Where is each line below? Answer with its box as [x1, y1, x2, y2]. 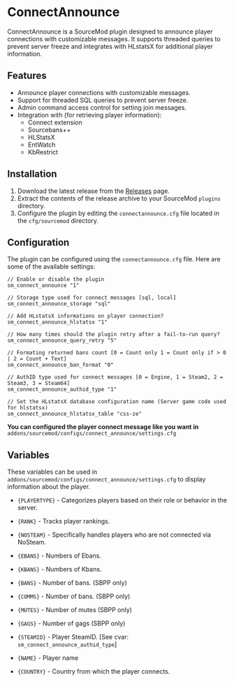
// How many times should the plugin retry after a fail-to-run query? [7, 331, 220, 338]
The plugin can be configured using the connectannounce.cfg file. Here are [7, 255, 221, 263]
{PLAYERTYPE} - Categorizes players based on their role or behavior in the [17, 496, 228, 505]
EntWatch [27, 140, 56, 149]
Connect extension [27, 118, 82, 126]
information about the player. [7, 483, 91, 491]
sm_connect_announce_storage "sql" [7, 300, 111, 307]
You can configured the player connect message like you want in [7, 423, 199, 431]
